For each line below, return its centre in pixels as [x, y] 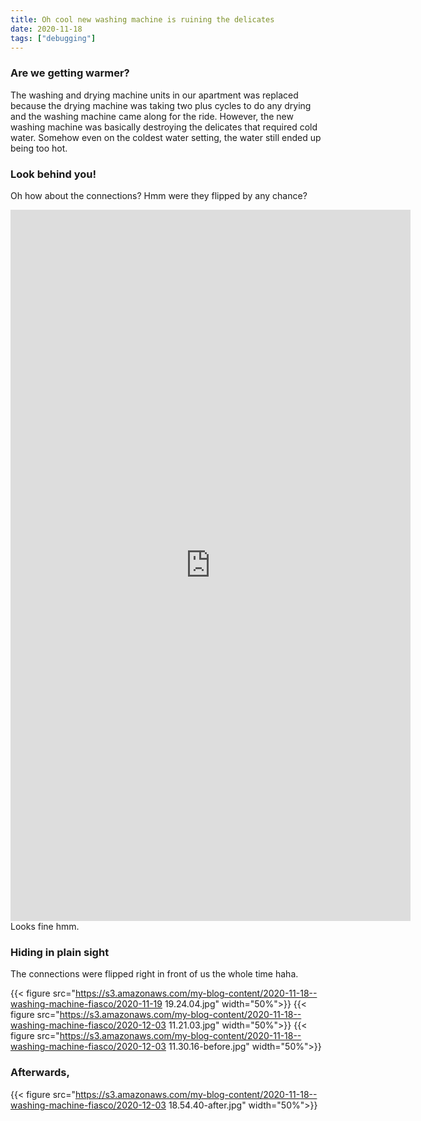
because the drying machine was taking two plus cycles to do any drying [161, 105]
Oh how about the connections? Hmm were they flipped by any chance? [159, 195]
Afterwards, [40, 1073]
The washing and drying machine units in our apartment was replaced [154, 95]
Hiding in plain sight [60, 952]
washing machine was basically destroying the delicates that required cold [164, 127]
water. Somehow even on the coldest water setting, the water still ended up [166, 137]
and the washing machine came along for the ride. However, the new [152, 116]
